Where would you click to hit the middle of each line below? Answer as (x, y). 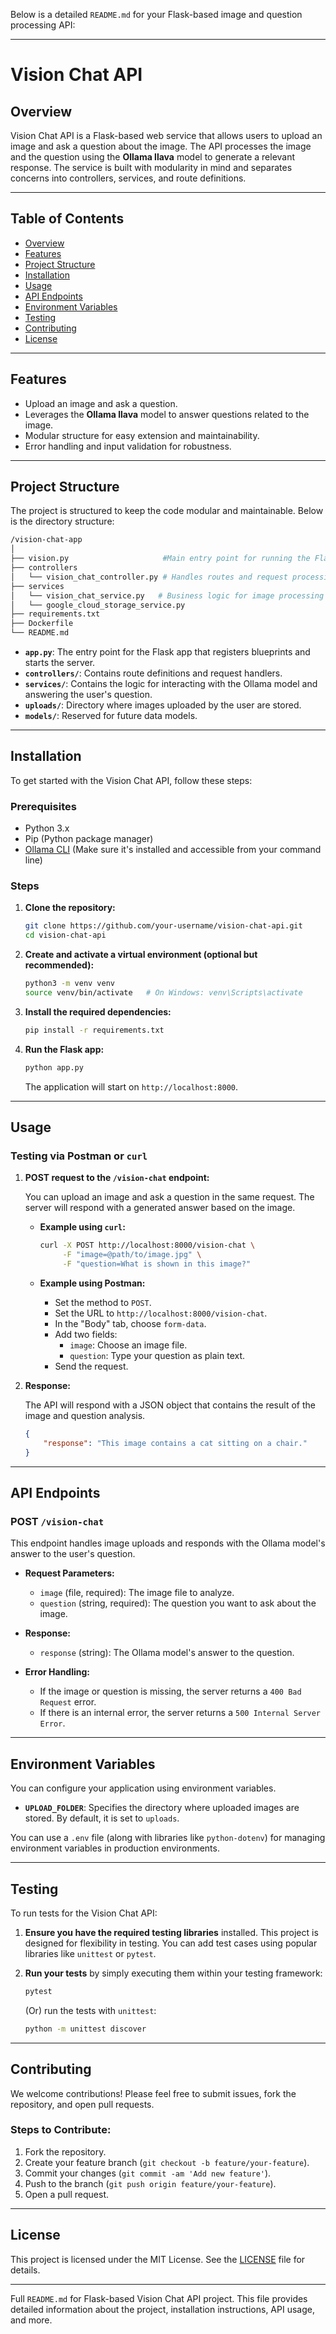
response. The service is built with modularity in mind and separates (151, 167)
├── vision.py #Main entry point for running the (160, 559)
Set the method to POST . (103, 1303)
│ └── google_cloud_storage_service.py (98, 605)
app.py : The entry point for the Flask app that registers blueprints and (167, 652)
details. (25, 2270)
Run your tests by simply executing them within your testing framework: (173, 1973)
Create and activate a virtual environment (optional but (141, 955)
